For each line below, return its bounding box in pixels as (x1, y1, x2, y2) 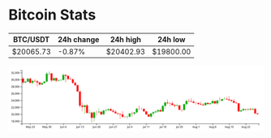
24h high (110, 35, 142, 45)
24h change (58, 35, 100, 45)
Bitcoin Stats (8, 6, 97, 24)
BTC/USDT (13, 35, 50, 45)
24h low (157, 35, 186, 45)
